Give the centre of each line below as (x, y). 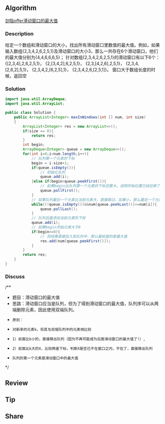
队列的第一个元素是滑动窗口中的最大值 (45, 358)
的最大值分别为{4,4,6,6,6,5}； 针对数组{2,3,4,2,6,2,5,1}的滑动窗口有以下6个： (82, 57)
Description (19, 34)
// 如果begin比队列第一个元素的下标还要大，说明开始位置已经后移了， (102, 186)
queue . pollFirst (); (60, 191)
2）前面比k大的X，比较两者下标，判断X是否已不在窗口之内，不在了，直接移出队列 (82, 349)
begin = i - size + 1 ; (50, 163)
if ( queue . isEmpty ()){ (54, 168)
